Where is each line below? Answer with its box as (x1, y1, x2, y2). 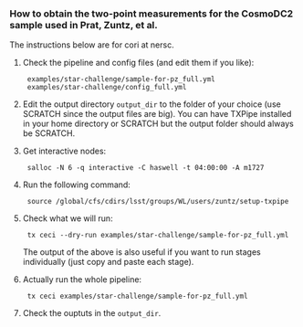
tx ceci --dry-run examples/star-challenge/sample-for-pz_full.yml (26, 231, 289, 240)
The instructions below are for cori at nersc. (9, 39, 175, 50)
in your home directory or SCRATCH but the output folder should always (22, 118, 294, 130)
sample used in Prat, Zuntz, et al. (9, 18, 158, 31)
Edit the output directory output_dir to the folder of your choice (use (22, 99, 281, 110)
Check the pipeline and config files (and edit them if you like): (22, 58, 255, 69)
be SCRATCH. (22, 128, 76, 139)
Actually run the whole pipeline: (22, 274, 142, 285)
